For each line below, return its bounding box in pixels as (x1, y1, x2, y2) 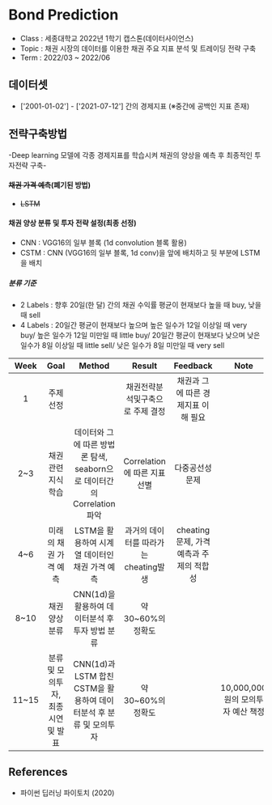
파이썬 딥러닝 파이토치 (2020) (19, 787, 115, 798)
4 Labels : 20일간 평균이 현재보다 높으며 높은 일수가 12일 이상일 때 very (19, 320, 248, 329)
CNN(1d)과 (72, 658, 116, 669)
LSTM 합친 (74, 670, 115, 681)
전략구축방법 (8, 127, 67, 141)
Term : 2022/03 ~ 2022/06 (19, 53, 111, 62)
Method (79, 360, 110, 371)
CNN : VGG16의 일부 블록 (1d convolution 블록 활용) (19, 237, 188, 248)
